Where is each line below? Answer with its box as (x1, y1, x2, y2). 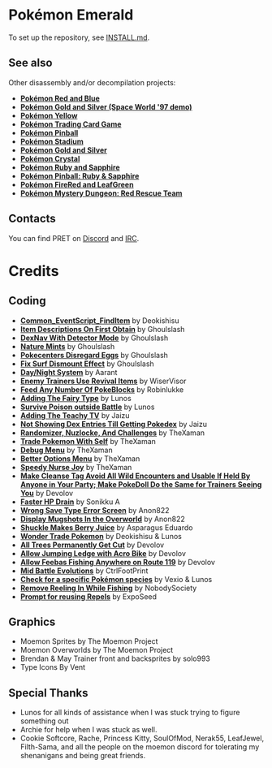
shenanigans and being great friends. (19, 751, 146, 761)
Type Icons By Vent (19, 662, 86, 672)
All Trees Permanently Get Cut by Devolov (19, 540, 165, 550)
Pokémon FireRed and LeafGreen (19, 179, 134, 189)
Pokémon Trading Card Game (19, 119, 122, 129)
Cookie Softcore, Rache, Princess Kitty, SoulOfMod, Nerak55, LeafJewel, (19, 733, 265, 744)
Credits (8, 261, 59, 280)
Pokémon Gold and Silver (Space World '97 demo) (19, 101, 192, 111)
